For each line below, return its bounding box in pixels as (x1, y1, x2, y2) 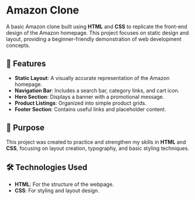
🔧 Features (6, 59, 46, 69)
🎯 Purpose (6, 123, 45, 133)
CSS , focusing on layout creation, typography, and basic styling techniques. (6, 145, 189, 152)
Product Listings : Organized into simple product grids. (14, 99, 147, 106)
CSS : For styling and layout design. (14, 187, 100, 194)
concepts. (6, 42, 30, 49)
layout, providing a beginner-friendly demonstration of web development (6, 35, 182, 42)
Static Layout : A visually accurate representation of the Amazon (14, 74, 170, 81)
